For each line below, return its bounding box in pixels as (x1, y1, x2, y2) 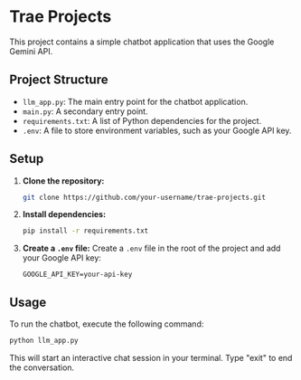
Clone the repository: (22, 175, 105, 186)
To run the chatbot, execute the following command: (9, 318, 204, 329)
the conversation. (9, 362, 75, 373)
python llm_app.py (9, 337, 79, 346)
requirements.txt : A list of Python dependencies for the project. (22, 115, 262, 126)
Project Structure (9, 72, 108, 88)
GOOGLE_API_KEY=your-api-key (22, 270, 133, 280)
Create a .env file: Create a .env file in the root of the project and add (22, 242, 281, 254)
